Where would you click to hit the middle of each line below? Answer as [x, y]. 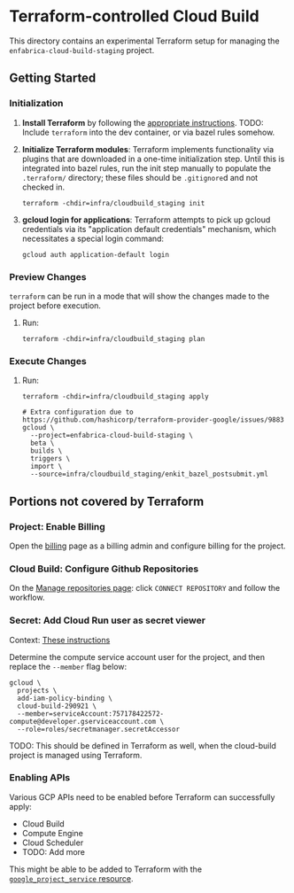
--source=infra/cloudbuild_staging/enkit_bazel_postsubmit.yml [149, 474]
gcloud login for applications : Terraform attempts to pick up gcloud [146, 220]
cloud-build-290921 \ [57, 706]
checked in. [43, 187]
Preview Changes [48, 276]
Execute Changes [48, 361]
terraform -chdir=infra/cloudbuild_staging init [113, 203]
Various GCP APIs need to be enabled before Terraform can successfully [142, 797]
